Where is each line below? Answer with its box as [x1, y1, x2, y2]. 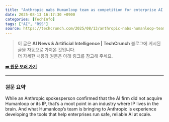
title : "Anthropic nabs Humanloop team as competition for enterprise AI [5, 7, 163, 13]
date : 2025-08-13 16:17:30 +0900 [5, 12, 75, 17]
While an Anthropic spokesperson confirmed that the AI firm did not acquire [5, 95, 162, 101]
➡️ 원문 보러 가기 [5, 64, 37, 70]
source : [5, 26, 22, 31]
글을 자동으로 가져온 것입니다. [17, 47, 76, 53]
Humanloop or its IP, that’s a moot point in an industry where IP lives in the [5, 101, 159, 107]
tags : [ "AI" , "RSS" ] [5, 21, 49, 27]
